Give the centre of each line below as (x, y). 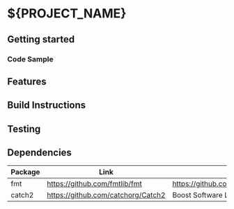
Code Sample (30, 59)
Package (25, 172)
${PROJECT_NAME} (67, 14)
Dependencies (39, 153)
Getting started (41, 39)
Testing (24, 129)
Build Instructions (47, 106)
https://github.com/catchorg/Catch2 (106, 195)
